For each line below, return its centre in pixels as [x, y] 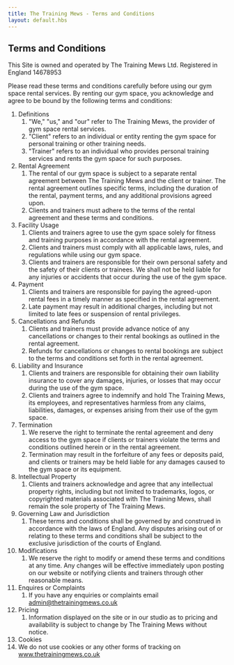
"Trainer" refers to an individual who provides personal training [119, 151]
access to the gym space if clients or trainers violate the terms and [124, 440]
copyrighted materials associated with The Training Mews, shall [120, 499]
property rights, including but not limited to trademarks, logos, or [121, 492]
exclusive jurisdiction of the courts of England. [95, 543]
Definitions [33, 114]
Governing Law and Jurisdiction [64, 514]
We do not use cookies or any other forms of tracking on [99, 647]
